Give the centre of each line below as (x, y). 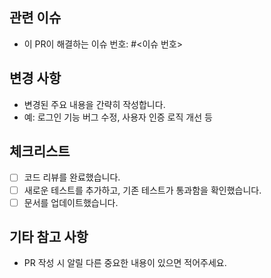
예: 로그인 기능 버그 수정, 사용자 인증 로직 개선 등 (118, 117)
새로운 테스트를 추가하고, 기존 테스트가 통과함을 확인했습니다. (142, 190)
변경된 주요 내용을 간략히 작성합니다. (94, 104)
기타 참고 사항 (49, 237)
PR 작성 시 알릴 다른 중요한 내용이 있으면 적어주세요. (125, 263)
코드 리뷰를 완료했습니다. (72, 177)
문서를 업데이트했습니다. (71, 202)
